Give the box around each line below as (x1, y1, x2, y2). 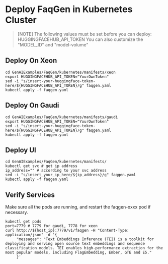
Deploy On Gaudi (5, 101, 59, 110)
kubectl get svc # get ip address (5, 164, 78, 169)
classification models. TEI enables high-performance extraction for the (5, 246, 163, 251)
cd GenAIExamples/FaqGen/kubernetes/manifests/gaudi (5, 115, 118, 120)
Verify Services (5, 190, 55, 199)
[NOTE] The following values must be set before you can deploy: (17, 31, 152, 37)
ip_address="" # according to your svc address (5, 168, 107, 173)
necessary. (5, 209, 29, 216)
